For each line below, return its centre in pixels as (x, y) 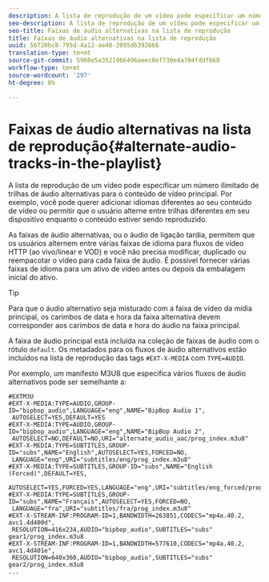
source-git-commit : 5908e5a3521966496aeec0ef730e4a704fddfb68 (114, 61)
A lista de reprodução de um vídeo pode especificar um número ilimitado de (134, 186)
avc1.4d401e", (32, 551)
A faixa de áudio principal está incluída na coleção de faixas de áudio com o (134, 341)
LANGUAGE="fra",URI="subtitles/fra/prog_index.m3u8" (102, 509)
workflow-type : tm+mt (44, 68)
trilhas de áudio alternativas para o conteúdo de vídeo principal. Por (120, 194)
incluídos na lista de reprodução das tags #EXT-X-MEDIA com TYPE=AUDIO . (127, 358)
